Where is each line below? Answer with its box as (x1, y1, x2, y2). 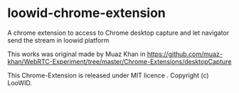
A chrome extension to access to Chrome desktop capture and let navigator (7, 28, 230, 37)
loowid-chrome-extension (7, 5, 166, 21)
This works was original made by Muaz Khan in (7, 50, 146, 58)
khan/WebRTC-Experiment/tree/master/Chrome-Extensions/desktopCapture (7, 57, 232, 65)
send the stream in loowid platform (7, 35, 110, 44)
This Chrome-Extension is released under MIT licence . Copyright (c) (7, 71, 209, 80)
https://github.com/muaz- (147, 50, 223, 58)
